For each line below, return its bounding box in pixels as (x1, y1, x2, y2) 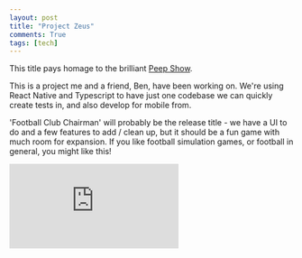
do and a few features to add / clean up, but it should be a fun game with (9, 127, 280, 138)
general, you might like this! (9, 146, 112, 157)
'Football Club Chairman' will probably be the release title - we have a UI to (9, 117, 288, 128)
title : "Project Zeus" (9, 22, 95, 31)
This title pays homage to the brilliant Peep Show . (9, 63, 193, 74)
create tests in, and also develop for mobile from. (9, 100, 192, 111)
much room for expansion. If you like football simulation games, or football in (9, 136, 294, 147)
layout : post (9, 13, 59, 23)
